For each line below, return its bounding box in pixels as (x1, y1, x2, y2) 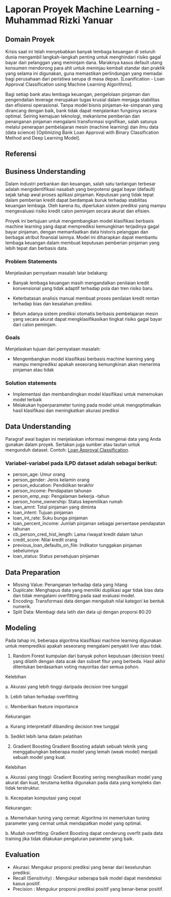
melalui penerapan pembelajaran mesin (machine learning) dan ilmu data (5, 124, 159, 130)
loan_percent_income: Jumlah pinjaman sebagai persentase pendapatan (12, 520, 166, 526)
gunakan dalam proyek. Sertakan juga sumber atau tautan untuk (5, 441, 140, 447)
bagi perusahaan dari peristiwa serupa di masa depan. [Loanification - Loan (5, 76, 165, 82)
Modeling (5, 623, 36, 632)
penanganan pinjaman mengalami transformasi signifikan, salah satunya (5, 119, 157, 124)
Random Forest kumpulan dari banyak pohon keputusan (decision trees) (12, 653, 165, 659)
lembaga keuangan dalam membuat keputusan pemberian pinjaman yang (5, 240, 160, 246)
